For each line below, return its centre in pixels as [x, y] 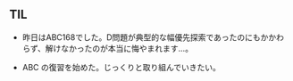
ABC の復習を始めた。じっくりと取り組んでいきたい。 [121, 67]
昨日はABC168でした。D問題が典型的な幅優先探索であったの [134, 37]
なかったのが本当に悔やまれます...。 [127, 48]
